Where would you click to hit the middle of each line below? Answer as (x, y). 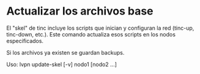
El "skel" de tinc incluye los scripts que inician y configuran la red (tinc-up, (100, 28)
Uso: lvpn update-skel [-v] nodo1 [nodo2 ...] (62, 64)
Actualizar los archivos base (80, 11)
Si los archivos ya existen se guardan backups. (65, 52)
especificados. (25, 41)
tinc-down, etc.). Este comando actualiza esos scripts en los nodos (91, 34)
